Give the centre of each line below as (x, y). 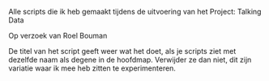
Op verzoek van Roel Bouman (58, 36)
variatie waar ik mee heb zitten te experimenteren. (92, 68)
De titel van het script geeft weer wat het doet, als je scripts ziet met (122, 51)
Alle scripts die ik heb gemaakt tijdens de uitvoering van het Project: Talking (135, 12)
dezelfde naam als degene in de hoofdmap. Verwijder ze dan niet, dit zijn (130, 60)
